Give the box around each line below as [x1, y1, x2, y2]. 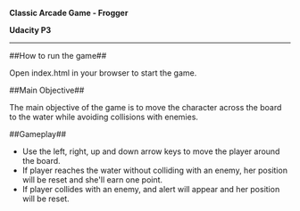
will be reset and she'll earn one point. [21, 174, 163, 185]
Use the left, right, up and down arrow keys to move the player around [21, 146, 280, 157]
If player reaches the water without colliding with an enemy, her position [21, 165, 288, 175]
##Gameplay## [9, 129, 67, 139]
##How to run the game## [9, 51, 107, 61]
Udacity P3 [9, 25, 52, 35]
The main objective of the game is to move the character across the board [9, 102, 282, 112]
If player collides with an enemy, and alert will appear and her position [21, 184, 280, 194]
